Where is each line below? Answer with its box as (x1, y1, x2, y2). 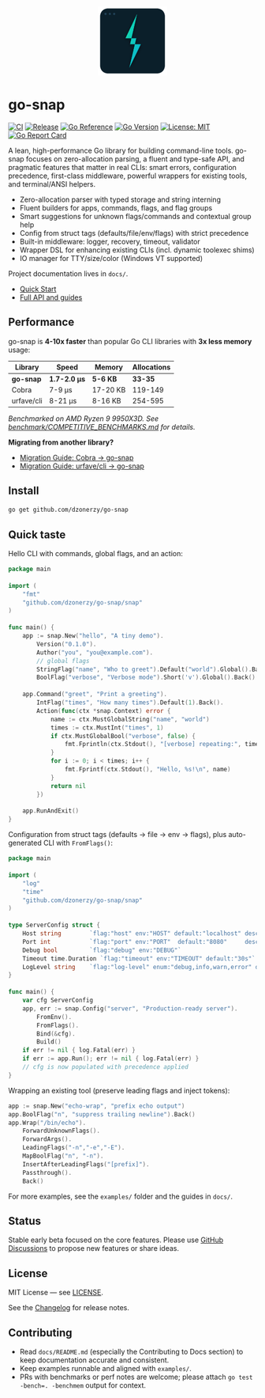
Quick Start (19, 284, 57, 294)
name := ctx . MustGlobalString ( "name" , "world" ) (50, 715, 211, 723)
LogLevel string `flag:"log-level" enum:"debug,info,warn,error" (22, 963, 252, 971)
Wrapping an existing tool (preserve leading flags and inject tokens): (8, 1085, 230, 1095)
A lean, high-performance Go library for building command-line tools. (8, 146, 234, 155)
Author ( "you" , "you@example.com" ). (36, 648, 154, 657)
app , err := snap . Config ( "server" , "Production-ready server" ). (22, 1004, 238, 1013)
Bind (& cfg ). (36, 1029, 77, 1038)
